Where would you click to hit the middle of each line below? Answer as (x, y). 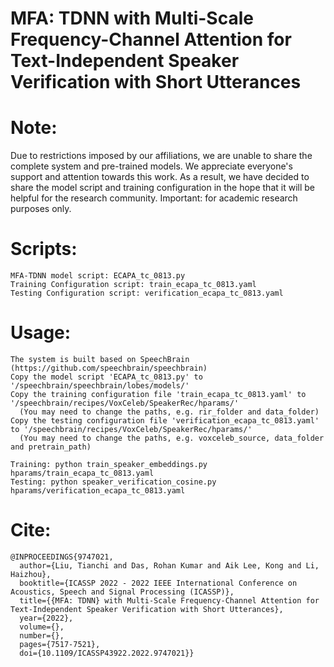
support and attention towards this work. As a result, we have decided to (160, 177)
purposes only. (41, 209)
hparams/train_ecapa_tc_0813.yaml (82, 473)
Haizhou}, (31, 574)
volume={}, (42, 627)
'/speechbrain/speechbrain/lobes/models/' (100, 386)
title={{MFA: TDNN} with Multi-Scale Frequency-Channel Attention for (169, 600)
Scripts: (44, 249)
